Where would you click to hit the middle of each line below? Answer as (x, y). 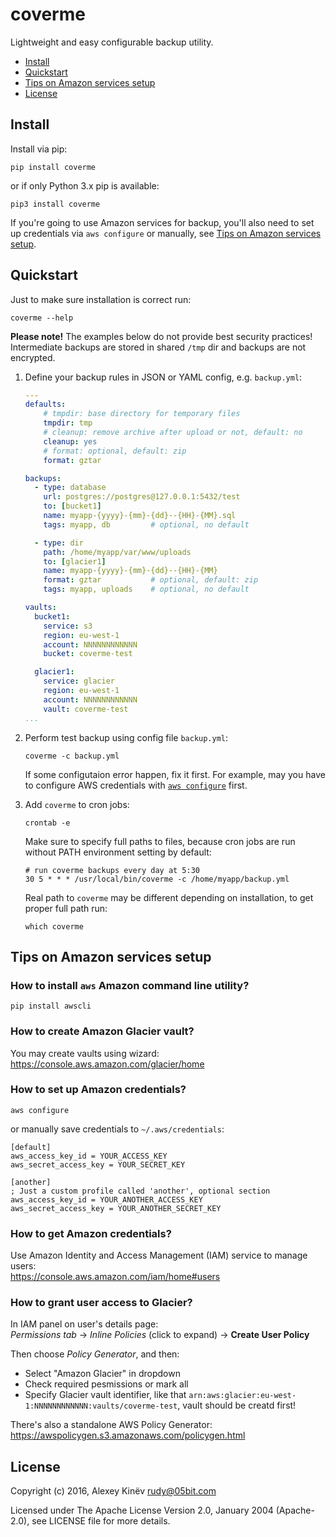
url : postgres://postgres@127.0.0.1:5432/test (142, 497)
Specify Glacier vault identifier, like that (105, 1395)
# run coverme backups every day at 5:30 (112, 870)
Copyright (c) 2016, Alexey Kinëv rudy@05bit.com (113, 1491)
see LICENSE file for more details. (101, 1521)
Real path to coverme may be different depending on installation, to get (169, 897)
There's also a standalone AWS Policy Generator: (111, 1425)
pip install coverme (53, 167)
